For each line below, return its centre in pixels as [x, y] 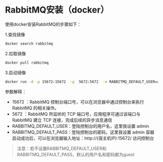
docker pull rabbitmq [27, 63]
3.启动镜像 [16, 73]
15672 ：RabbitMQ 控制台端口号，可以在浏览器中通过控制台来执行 [78, 102]
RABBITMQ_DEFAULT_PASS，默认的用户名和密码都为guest [76, 154]
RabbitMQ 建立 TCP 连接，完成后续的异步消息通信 [62, 120]
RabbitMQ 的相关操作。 [35, 108]
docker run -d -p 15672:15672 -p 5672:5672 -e [56, 82]
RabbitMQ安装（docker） [57, 10]
